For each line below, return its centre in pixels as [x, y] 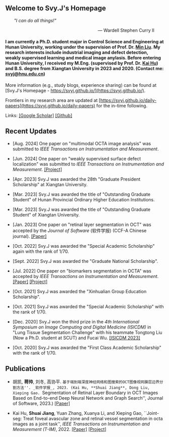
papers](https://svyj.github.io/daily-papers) [50, 106]
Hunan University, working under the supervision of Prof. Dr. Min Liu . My [83, 47]
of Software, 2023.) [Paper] [41, 403]
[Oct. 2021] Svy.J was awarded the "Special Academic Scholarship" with [88, 306]
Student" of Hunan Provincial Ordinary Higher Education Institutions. [83, 199]
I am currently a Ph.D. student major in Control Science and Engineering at [84, 42]
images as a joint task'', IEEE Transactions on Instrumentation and [81, 424]
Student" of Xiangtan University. [46, 214]
